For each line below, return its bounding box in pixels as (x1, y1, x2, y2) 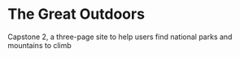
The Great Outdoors (7, 5, 146, 24)
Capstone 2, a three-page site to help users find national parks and (7, 32, 233, 42)
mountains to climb (7, 40, 72, 50)
